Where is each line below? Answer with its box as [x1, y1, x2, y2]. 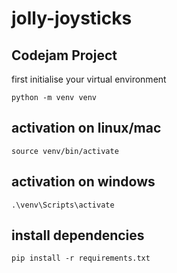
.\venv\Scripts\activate [11, 200, 115, 210]
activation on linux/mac [11, 120, 162, 137]
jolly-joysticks [11, 7, 133, 30]
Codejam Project [11, 47, 118, 64]
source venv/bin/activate [11, 146, 119, 156]
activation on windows [11, 173, 156, 191]
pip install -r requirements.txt [11, 253, 151, 264]
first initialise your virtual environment [11, 73, 167, 85]
